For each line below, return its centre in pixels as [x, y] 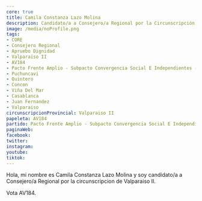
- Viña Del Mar [25, 91]
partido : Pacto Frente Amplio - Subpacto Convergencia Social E [88, 124]
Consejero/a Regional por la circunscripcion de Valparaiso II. [81, 181]
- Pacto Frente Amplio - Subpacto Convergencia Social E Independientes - [102, 68]
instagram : [20, 146]
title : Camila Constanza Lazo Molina [54, 18]
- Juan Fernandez [28, 101]
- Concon [17, 85]
